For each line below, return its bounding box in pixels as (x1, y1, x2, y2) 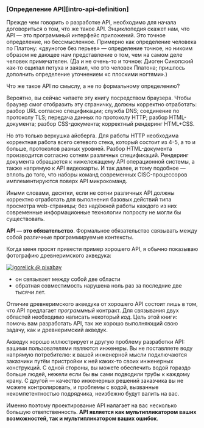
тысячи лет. (15, 289, 46, 296)
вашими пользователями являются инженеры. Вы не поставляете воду (6, 344, 193, 352)
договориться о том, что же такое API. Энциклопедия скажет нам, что (6, 25, 190, 32)
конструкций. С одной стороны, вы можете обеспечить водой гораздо (6, 364, 191, 371)
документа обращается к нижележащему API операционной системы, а (6, 158, 195, 165)
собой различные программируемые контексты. (6, 234, 134, 241)
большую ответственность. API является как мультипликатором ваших (6, 408, 197, 416)
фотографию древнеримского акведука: (6, 252, 111, 259)
